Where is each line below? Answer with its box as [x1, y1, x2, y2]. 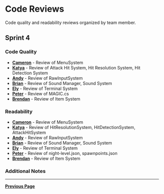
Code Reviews [5, 3, 64, 15]
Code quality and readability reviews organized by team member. [5, 20, 136, 25]
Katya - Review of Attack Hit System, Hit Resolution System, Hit [12, 65, 141, 70]
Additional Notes [5, 168, 46, 174]
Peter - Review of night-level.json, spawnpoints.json [12, 150, 118, 156]
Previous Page [5, 183, 35, 189]
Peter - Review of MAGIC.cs [12, 90, 69, 96]
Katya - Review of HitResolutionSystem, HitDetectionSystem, [12, 124, 136, 130]
